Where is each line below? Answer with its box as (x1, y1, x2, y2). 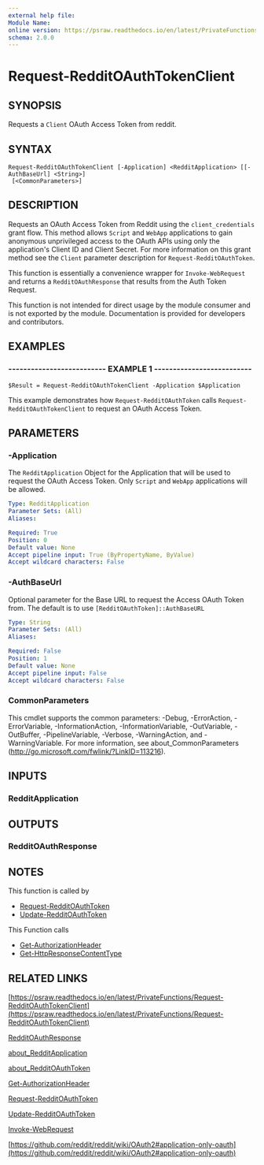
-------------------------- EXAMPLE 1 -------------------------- (8, 363, 252, 374)
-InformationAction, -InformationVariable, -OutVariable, (54, 721, 233, 731)
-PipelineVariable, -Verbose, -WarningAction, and (42, 730, 203, 739)
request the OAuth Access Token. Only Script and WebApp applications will (8, 476, 247, 486)
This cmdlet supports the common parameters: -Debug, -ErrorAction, (8, 713, 233, 722)
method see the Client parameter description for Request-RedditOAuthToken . (8, 253, 255, 262)
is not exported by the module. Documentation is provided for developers (8, 308, 246, 318)
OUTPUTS (8, 817, 59, 831)
